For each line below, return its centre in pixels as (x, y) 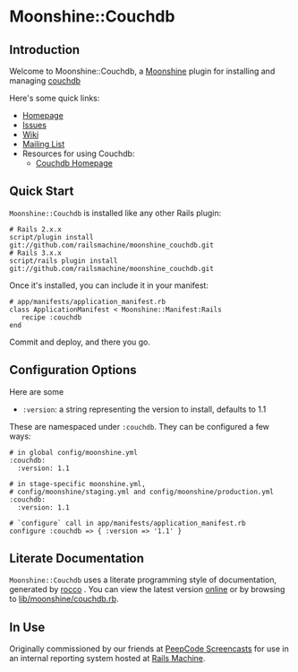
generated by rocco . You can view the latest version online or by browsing (147, 589)
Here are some (37, 391)
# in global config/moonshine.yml (74, 452)
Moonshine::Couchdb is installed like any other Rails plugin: (115, 213)
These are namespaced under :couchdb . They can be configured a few (140, 426)
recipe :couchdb (51, 317)
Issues (34, 125)
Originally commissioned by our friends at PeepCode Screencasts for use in (149, 649)
